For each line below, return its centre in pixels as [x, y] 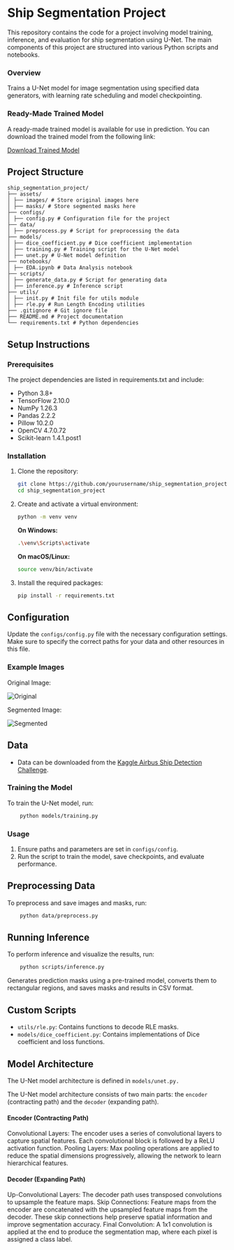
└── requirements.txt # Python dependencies [73, 323]
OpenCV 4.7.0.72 [42, 431]
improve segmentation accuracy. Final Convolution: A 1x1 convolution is [110, 1225]
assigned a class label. [40, 1239]
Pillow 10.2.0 [35, 423]
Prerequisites [30, 364]
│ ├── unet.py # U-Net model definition [67, 256]
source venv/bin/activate [55, 569]
